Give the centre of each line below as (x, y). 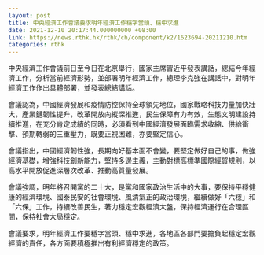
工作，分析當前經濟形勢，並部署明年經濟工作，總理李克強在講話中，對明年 (135, 78)
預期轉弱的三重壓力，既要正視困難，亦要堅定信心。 (104, 134)
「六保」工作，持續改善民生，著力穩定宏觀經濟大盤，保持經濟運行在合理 (125, 207)
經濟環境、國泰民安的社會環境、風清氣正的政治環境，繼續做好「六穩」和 (139, 197)
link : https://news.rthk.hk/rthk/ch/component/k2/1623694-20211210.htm (128, 37)
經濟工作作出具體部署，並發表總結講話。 (73, 88)
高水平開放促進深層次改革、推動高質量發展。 (81, 171)
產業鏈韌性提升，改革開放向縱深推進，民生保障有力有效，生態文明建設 (135, 114)
